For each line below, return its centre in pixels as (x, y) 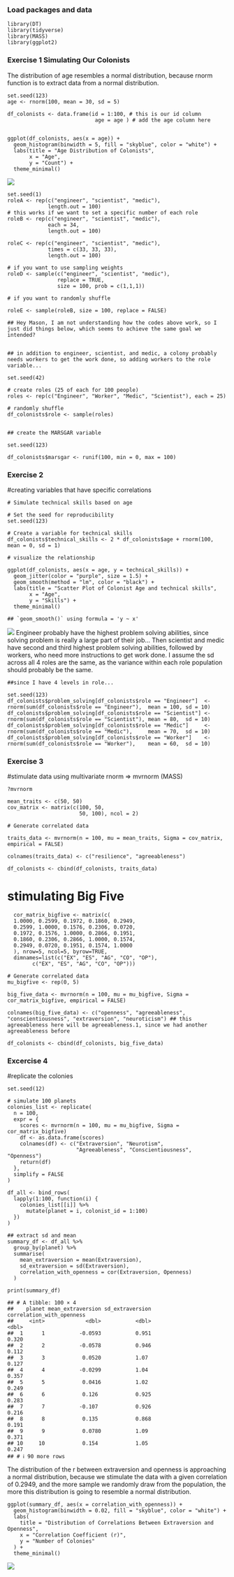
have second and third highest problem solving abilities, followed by (105, 647)
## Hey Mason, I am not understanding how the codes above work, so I (112, 323)
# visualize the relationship (51, 558)
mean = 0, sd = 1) (34, 545)
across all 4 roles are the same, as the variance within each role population (115, 662)
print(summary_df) (34, 1291)
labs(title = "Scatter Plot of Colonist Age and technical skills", (115, 588)
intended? (22, 335)
